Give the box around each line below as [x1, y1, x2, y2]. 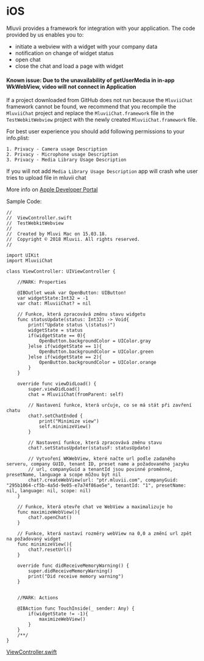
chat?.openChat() [28, 515, 72, 521]
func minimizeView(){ [17, 541, 72, 548]
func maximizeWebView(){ [17, 509, 80, 515]
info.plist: [6, 135, 30, 142]
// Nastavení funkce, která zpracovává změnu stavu [28, 440, 163, 446]
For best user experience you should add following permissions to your [6, 128, 185, 135]
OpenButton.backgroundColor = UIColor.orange [38, 360, 157, 366]
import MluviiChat [6, 258, 53, 264]
